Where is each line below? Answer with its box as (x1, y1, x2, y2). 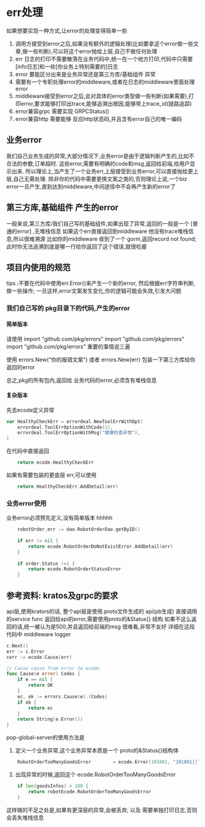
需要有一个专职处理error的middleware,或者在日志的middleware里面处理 (15, 78, 195, 86)
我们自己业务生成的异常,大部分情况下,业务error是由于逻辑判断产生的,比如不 (6, 152, 195, 160)
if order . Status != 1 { (17, 561, 75, 567)
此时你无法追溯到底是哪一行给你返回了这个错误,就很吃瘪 (6, 243, 148, 250)
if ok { (17, 699, 37, 705)
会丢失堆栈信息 (6, 814, 44, 821)
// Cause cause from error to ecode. (6, 665, 103, 671)
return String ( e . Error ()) (17, 716, 84, 722)
